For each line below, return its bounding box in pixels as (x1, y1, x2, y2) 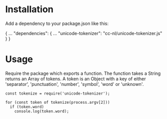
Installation (5, 4, 54, 15)
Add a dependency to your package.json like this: (5, 20, 109, 26)
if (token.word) (10, 104, 44, 109)
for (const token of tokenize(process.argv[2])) (5, 100, 110, 105)
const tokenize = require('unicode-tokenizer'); (5, 91, 110, 96)
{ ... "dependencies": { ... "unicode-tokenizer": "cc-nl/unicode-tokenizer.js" (5, 30, 162, 36)
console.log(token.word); (14, 108, 70, 114)
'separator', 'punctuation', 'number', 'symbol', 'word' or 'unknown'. (5, 81, 144, 87)
